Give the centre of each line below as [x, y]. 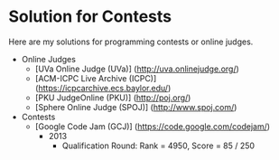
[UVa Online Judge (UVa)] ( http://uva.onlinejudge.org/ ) [137, 69]
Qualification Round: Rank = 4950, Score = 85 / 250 [158, 146]
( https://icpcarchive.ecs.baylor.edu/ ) [103, 88]
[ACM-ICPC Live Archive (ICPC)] [96, 78]
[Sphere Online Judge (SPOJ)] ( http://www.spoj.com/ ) [136, 107]
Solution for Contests [90, 17]
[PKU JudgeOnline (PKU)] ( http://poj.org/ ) [113, 98]
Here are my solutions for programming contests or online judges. [131, 42]
